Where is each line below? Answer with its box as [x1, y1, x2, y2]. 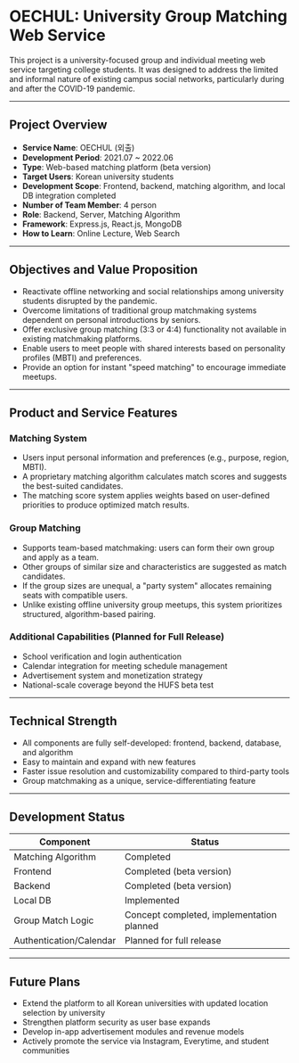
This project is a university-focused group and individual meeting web [9, 54, 266, 65]
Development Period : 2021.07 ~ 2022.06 [21, 152, 174, 162]
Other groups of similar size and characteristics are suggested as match [21, 561, 287, 572]
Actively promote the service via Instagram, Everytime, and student [21, 1036, 270, 1047]
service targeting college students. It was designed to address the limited [9, 64, 279, 75]
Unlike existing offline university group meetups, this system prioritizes [21, 599, 283, 610]
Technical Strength [9, 713, 117, 729]
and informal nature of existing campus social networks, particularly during [9, 73, 285, 84]
